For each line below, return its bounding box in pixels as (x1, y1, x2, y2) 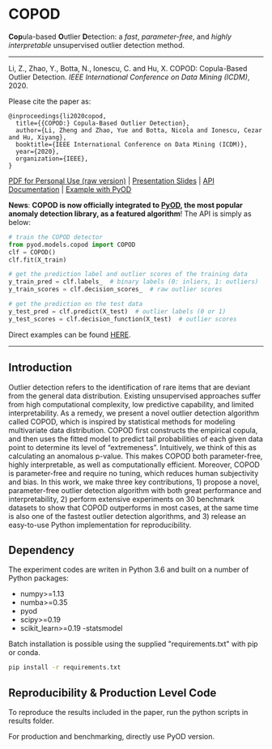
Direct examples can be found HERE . (8, 330, 131, 339)
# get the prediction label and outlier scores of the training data (8, 270, 249, 279)
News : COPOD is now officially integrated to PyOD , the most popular (8, 200, 243, 210)
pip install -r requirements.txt (8, 663, 121, 672)
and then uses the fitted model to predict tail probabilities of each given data (8, 434, 263, 444)
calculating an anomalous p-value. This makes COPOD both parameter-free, (8, 451, 263, 461)
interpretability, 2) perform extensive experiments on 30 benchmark (8, 494, 235, 504)
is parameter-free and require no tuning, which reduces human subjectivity (8, 468, 259, 478)
